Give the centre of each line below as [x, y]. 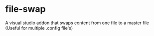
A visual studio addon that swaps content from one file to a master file [77, 23]
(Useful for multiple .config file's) [39, 28]
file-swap [25, 9]
